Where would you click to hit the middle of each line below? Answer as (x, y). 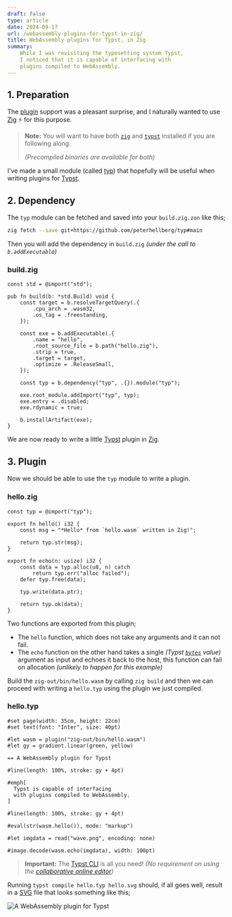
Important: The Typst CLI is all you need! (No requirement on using (122, 863)
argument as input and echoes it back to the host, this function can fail (120, 660)
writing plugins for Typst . (43, 178)
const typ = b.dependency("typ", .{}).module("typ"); (100, 383)
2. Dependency (41, 201)
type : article (28, 20)
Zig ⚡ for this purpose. (40, 120)
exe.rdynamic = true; (51, 408)
